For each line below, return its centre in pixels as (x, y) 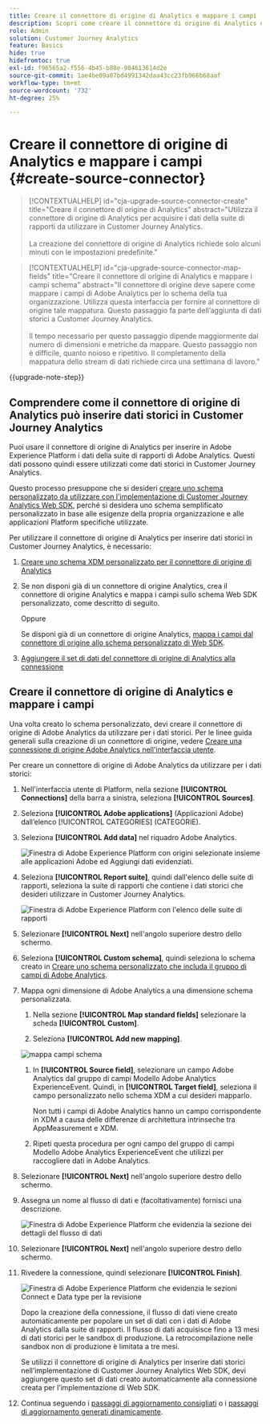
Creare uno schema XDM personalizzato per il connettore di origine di (136, 562)
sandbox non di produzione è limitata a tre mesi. (100, 1346)
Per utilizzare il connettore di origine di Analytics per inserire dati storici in (131, 538)
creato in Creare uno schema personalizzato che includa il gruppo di (133, 966)
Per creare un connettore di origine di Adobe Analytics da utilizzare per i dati (135, 765)
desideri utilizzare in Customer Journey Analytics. (103, 894)
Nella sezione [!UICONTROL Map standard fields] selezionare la (139, 1014)
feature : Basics (36, 46)
